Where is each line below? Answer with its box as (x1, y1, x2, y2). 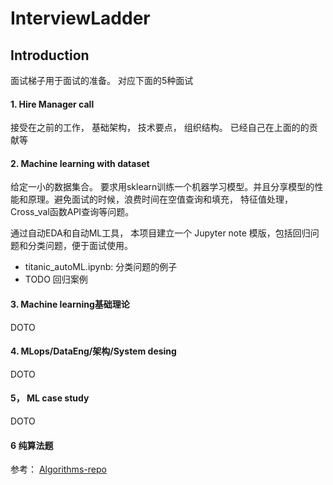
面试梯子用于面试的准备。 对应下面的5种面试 (10, 75, 194, 86)
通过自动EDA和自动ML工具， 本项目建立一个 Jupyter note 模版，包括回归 (10, 227, 311, 239)
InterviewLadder (10, 7, 151, 30)
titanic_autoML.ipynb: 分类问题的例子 (24, 261, 178, 273)
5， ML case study (10, 392, 90, 404)
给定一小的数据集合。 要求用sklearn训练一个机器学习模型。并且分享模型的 (10, 181, 315, 193)
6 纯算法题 (10, 439, 54, 451)
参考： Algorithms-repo (10, 463, 107, 476)
